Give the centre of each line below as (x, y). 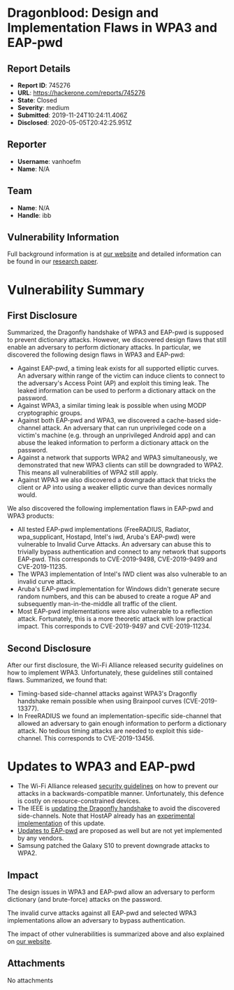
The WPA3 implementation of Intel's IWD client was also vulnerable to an (122, 574)
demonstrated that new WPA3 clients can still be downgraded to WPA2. (120, 465)
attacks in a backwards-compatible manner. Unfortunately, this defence (120, 794)
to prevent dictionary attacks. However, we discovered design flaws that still (117, 340)
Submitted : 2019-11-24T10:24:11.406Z (72, 115)
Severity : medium (43, 108)
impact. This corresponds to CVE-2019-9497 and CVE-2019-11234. (114, 626)
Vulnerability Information (63, 237)
